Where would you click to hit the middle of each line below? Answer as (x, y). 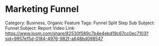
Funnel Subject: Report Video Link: (40, 28)
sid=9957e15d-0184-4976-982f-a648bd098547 (54, 39)
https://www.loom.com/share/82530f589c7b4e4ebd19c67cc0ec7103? (77, 33)
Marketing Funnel (42, 9)
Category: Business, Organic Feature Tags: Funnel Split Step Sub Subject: (80, 23)
